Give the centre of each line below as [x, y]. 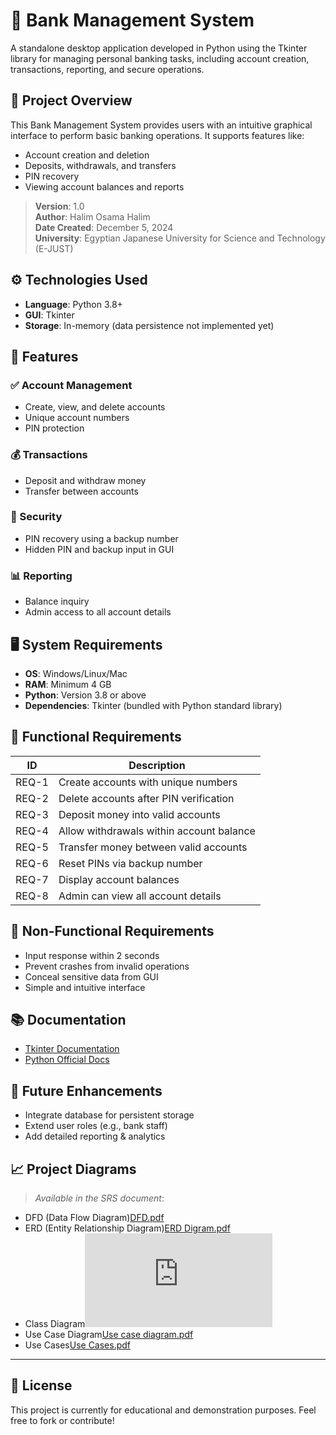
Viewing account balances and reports [104, 186]
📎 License [41, 1385]
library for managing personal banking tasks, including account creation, [160, 58]
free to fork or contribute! [62, 1420]
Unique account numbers [77, 418]
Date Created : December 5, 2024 [104, 227]
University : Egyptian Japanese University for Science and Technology [180, 238]
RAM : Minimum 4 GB [68, 684]
